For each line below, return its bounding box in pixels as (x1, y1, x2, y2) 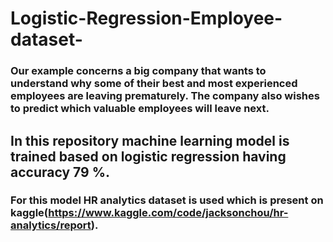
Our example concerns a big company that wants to (10, 64, 267, 78)
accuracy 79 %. (10, 163, 110, 181)
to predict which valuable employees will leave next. (10, 102, 270, 116)
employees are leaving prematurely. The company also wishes (10, 89, 320, 103)
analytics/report (10, 218, 92, 232)
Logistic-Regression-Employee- (10, 7, 283, 30)
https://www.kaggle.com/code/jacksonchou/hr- (48, 206, 289, 220)
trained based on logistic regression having (10, 148, 287, 165)
